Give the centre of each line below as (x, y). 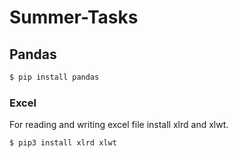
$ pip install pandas (54, 77)
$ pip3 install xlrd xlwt (63, 143)
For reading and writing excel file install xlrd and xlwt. (119, 125)
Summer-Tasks (74, 17)
